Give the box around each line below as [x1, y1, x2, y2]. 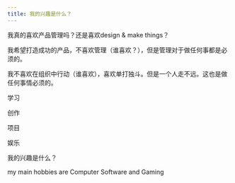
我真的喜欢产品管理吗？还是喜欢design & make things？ [7, 30, 170, 39]
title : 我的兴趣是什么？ [7, 10, 72, 18]
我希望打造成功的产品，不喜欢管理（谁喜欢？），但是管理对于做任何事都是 [7, 45, 222, 54]
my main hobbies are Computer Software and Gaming [7, 167, 164, 176]
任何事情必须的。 [7, 78, 57, 87]
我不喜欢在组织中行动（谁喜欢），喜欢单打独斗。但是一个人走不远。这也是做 [7, 69, 228, 78]
